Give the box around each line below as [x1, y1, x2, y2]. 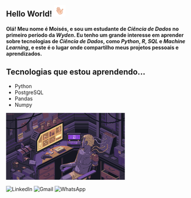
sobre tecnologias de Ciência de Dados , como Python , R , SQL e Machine [6, 37, 186, 44]
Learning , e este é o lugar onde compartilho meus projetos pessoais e [6, 44, 179, 51]
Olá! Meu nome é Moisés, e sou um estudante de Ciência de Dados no [6, 25, 179, 32]
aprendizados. [6, 50, 43, 57]
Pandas [14, 95, 33, 102]
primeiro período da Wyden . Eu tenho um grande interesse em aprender [6, 32, 184, 39]
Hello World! [6, 9, 53, 19]
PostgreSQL [14, 89, 44, 96]
